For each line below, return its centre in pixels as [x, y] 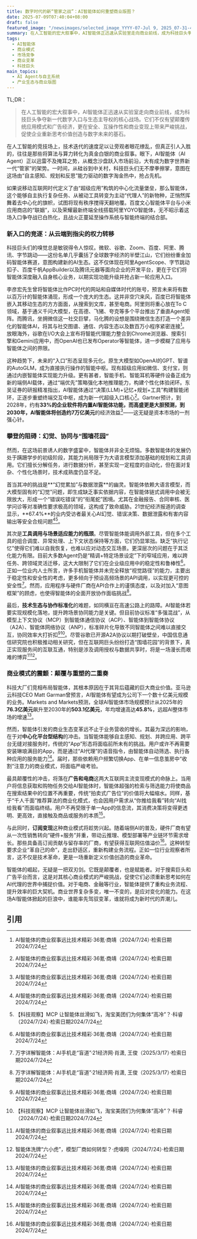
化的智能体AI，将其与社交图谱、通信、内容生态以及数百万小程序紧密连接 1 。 [97, 326]
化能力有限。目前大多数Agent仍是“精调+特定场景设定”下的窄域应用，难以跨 [97, 556]
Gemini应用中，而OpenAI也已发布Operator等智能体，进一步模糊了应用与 [104, 340]
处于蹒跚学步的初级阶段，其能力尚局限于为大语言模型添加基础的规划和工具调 [99, 457]
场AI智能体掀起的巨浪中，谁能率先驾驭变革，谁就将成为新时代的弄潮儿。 [94, 899]
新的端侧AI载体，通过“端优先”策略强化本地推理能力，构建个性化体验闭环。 [96, 382]
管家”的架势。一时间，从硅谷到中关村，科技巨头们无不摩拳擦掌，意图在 [105, 168]
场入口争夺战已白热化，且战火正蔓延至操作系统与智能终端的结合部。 [89, 217]
